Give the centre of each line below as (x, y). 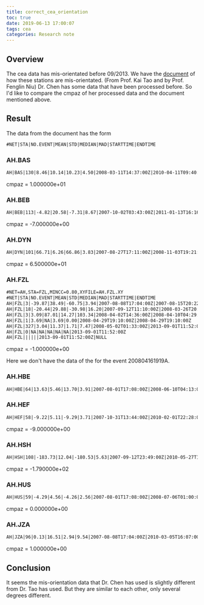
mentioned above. (29, 99)
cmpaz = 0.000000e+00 (37, 509)
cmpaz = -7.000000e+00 (38, 224)
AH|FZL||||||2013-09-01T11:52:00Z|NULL (57, 338)
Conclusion (29, 568)
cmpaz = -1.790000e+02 (38, 469)
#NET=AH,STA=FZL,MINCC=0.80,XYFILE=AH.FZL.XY (65, 292)
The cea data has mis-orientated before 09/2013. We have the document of (101, 73)
